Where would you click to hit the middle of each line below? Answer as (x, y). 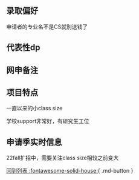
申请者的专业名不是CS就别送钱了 (47, 27)
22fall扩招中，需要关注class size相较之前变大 (63, 158)
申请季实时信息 (34, 142)
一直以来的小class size (34, 108)
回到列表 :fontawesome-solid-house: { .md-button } (70, 171)
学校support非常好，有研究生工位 (48, 121)
